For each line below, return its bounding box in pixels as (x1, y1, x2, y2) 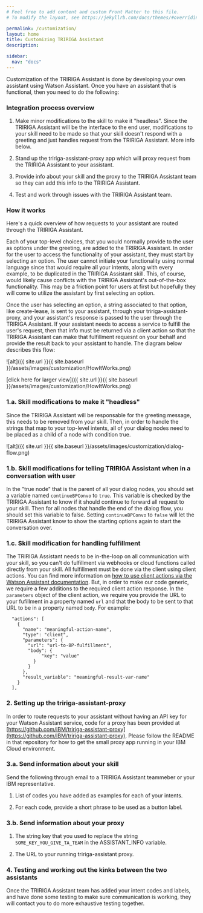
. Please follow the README (124, 732, 195, 739)
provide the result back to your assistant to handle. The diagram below (6, 340, 182, 347)
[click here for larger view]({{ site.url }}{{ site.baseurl (6, 376, 138, 383)
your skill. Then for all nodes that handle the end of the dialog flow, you (6, 504, 183, 512)
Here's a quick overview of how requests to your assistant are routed (6, 220, 178, 227)
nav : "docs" (11, 59, 42, 65)
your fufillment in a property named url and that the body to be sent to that (6, 598, 193, 605)
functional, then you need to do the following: (6, 88, 120, 96)
